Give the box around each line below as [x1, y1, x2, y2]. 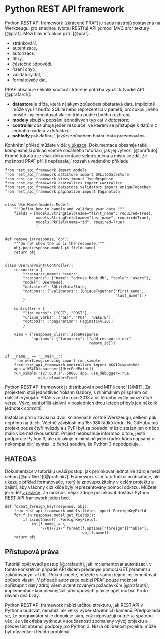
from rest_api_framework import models [5, 167, 87, 173]
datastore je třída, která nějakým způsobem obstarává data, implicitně [12, 101, 155, 107]
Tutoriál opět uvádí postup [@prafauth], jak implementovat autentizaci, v [5, 561, 152, 567]
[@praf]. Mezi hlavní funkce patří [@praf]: [5, 30, 90, 36]
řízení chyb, [12, 66, 36, 72]
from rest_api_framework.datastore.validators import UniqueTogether [5, 184, 151, 190]
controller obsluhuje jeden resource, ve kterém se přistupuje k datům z [12, 122, 157, 128]
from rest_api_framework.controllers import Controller [5, 181, 122, 185]
